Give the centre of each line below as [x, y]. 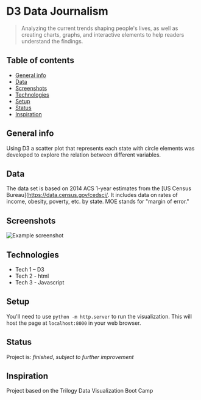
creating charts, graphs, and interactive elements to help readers [103, 34]
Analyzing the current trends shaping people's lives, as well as [100, 28]
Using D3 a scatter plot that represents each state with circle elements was [100, 148]
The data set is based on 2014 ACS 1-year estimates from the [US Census [99, 188]
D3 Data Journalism [57, 11]
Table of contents [40, 60]
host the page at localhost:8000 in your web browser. [74, 323]
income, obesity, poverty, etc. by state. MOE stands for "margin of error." [98, 202]
